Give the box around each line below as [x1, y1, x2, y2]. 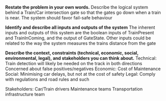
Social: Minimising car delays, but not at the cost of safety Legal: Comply [5, 71, 156, 77]
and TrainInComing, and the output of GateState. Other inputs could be [5, 35, 151, 41]
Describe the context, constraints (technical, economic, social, [5, 50, 138, 56]
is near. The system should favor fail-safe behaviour [5, 15, 112, 20]
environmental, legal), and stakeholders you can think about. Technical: [5, 55, 157, 61]
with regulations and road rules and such [5, 77, 89, 82]
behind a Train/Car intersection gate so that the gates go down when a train [5, 9, 161, 15]
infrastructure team [5, 92, 45, 97]
